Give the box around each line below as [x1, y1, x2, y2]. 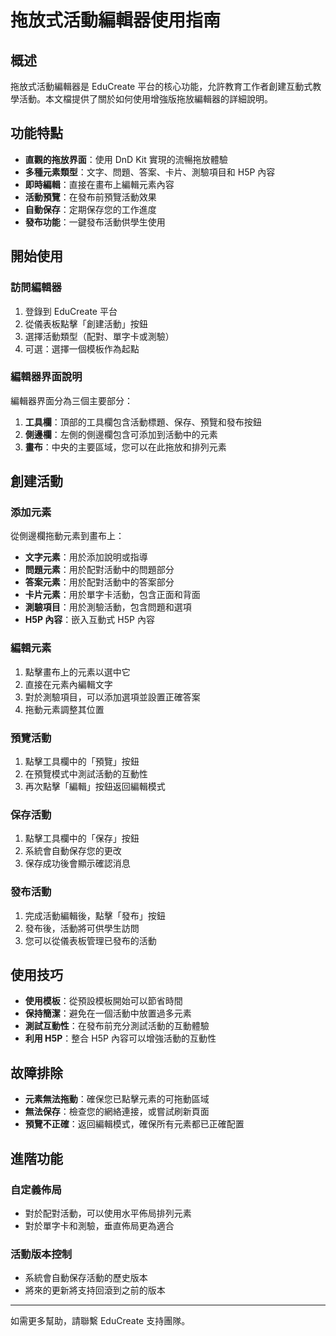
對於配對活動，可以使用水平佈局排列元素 [24, 1207, 192, 1219]
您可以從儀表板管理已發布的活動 [24, 934, 157, 946]
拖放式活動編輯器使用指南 [10, 9, 222, 32]
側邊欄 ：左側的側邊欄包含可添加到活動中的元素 [24, 428, 218, 440]
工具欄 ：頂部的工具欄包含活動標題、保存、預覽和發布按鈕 [24, 416, 262, 428]
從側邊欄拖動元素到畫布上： [10, 530, 125, 542]
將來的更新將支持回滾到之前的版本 [24, 1284, 166, 1296]
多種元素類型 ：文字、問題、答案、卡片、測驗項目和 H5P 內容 [24, 166, 276, 178]
